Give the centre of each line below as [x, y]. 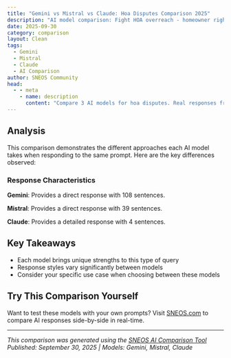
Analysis [26, 131]
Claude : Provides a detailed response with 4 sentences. [87, 222]
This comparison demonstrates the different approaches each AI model [108, 147]
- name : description [49, 97]
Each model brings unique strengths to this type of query [98, 260]
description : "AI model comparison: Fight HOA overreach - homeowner [109, 20]
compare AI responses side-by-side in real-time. [76, 320]
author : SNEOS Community [43, 77]
